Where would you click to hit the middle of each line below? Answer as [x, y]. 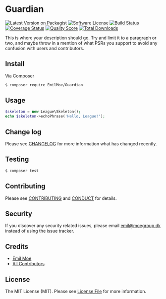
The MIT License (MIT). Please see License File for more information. [76, 291]
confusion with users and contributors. [45, 48]
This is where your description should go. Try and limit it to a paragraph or [81, 38]
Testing [17, 159]
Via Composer [20, 76]
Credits [17, 246]
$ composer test [22, 171]
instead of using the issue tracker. [40, 231]
